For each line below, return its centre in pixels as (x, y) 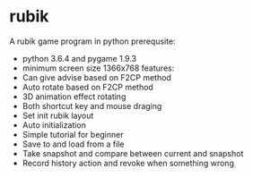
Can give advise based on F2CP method (97, 77)
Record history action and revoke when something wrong (128, 163)
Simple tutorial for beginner (73, 134)
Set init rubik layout (58, 115)
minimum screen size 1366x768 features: (98, 68)
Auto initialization (54, 125)
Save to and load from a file (73, 144)
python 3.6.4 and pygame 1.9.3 (79, 58)
